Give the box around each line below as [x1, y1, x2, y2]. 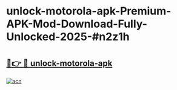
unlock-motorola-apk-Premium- [6, 4, 172, 18]
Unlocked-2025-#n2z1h [6, 30, 130, 43]
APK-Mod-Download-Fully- [6, 17, 147, 31]
